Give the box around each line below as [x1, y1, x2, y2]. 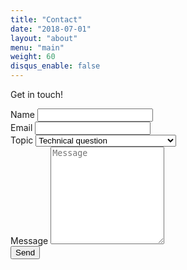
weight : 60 [10, 52, 56, 62]
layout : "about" [10, 33, 78, 43]
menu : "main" [10, 42, 65, 53]
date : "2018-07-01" [10, 24, 92, 34]
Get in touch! [10, 89, 64, 100]
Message [10, 235, 49, 246]
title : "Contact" [10, 14, 83, 25]
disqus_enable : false [10, 61, 101, 71]
